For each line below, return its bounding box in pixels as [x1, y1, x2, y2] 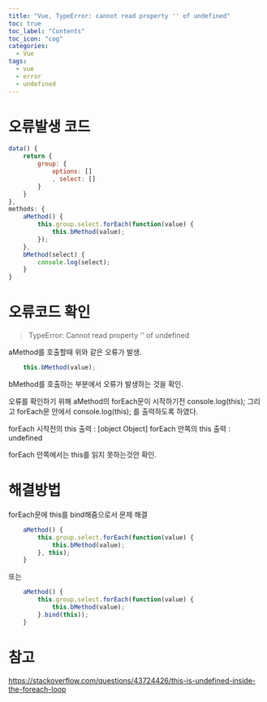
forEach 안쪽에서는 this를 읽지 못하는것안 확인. [8, 450, 157, 459]
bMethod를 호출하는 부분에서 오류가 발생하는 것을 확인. [8, 379, 184, 388]
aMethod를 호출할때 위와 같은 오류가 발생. [8, 347, 142, 357]
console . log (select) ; [37, 258, 111, 266]
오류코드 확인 [8, 303, 91, 322]
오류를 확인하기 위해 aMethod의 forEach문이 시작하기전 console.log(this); [8, 396, 246, 406]
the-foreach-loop [8, 684, 67, 694]
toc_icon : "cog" [8, 34, 63, 43]
